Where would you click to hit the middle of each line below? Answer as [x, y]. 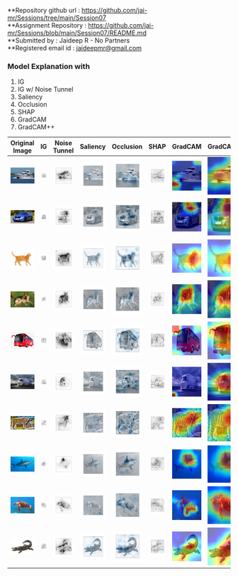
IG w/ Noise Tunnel [45, 89]
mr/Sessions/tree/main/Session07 [57, 18]
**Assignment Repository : [47, 25]
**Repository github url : [44, 10]
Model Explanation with [49, 66]
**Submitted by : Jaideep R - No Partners [69, 40]
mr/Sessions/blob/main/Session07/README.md [77, 33]
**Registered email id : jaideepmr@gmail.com [74, 48]
